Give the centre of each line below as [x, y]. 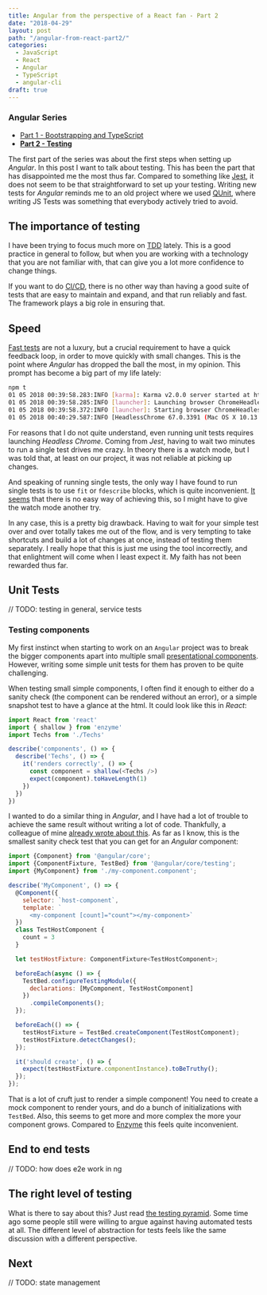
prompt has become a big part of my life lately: [85, 373]
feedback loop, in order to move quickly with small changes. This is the [124, 356]
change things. [33, 271]
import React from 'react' [53, 720]
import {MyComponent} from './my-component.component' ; [103, 871]
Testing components [49, 630]
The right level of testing [70, 1194]
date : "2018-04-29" [41, 23]
